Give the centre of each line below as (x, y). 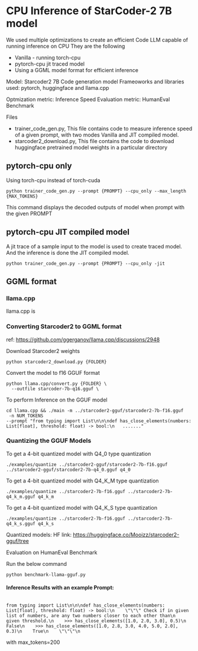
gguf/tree (18, 541)
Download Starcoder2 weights (43, 351)
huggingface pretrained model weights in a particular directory (91, 147)
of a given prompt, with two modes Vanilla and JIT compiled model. (97, 135)
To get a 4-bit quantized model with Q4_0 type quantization (79, 454)
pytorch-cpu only (39, 166)
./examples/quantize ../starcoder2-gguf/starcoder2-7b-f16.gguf (87, 464)
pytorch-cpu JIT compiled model (68, 232)
